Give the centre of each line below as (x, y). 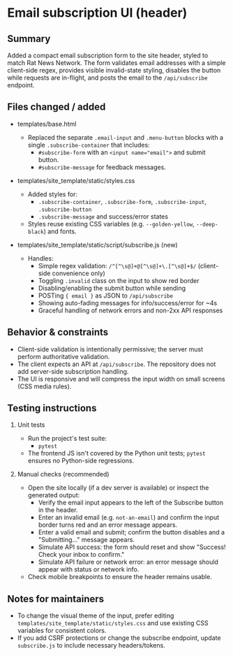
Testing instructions (52, 408)
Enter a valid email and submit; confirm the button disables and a (131, 532)
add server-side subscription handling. (73, 371)
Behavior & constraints (58, 332)
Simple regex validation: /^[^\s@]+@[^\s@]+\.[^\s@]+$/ (117, 265)
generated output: (54, 495)
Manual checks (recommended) (63, 474)
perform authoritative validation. (63, 356)
